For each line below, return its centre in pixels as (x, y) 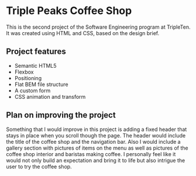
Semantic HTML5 (35, 65)
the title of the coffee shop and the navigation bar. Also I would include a (93, 142)
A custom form (32, 90)
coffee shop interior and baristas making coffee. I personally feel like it (91, 154)
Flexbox (24, 72)
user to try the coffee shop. (39, 166)
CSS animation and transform (50, 96)
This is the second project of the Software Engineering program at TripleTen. (98, 27)
